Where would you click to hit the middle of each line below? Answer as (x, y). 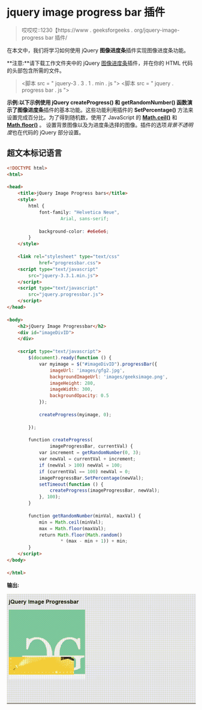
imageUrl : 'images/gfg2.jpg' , (87, 370)
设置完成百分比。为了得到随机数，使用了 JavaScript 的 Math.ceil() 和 (92, 117)
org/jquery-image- (157, 30)
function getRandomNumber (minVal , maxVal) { (85, 516)
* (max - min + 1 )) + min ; (94, 541)
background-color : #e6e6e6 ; (74, 231)
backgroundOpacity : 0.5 (79, 396)
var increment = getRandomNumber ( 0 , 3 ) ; (90, 453)
